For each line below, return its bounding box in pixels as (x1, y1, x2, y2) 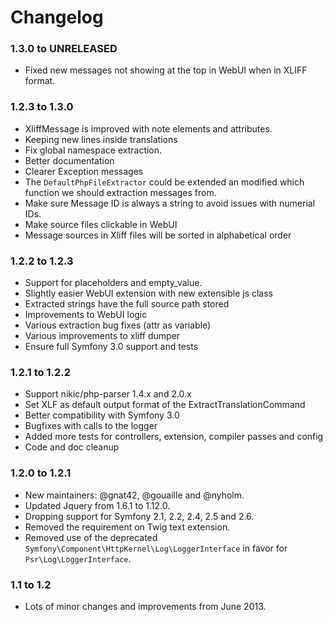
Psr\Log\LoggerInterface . (24, 552, 132, 565)
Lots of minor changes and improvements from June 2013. (24, 600, 267, 612)
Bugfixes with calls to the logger (24, 420, 158, 432)
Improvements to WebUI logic (24, 309, 148, 321)
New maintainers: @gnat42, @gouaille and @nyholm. (24, 489, 245, 501)
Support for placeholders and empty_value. (24, 277, 203, 289)
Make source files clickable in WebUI (24, 218, 178, 230)
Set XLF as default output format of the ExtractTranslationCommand (24, 399, 306, 411)
